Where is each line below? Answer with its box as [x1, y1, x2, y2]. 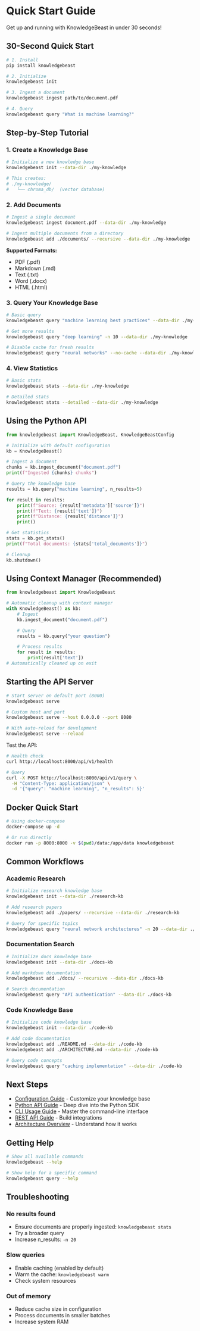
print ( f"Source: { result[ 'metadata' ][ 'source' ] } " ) [17, 502, 145, 509]
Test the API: [6, 741, 37, 749]
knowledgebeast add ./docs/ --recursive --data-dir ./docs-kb [6, 975, 164, 981]
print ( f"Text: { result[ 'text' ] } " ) [17, 508, 102, 514]
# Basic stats [6, 378, 42, 384]
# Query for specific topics [6, 920, 79, 927]
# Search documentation [6, 986, 65, 992]
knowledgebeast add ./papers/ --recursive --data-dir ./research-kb [6, 909, 180, 915]
